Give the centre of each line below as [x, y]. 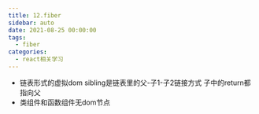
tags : [17, 37]
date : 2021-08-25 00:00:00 [52, 30]
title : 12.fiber [35, 15]
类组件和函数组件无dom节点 [65, 102]
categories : [28, 52]
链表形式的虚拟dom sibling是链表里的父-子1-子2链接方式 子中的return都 [135, 83]
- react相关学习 [40, 60]
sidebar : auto [31, 23]
